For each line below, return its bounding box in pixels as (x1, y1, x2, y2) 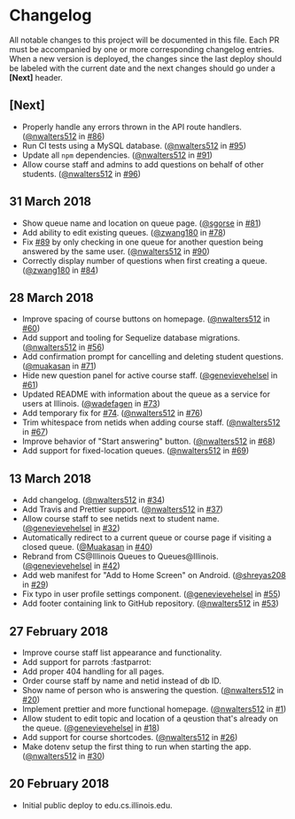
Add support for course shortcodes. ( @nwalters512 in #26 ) (21, 732, 238, 742)
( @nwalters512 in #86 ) (21, 130, 105, 142)
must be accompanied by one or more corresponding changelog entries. (9, 43, 275, 54)
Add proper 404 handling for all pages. (21, 666, 165, 676)
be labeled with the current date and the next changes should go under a (9, 63, 276, 73)
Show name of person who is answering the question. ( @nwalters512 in (21, 685, 284, 695)
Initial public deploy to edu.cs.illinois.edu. (21, 800, 173, 810)
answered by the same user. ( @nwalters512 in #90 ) (21, 245, 210, 257)
